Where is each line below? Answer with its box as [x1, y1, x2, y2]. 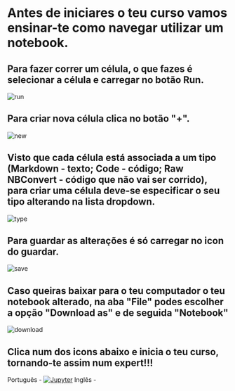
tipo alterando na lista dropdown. [7, 195, 156, 208]
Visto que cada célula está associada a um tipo [7, 152, 217, 164]
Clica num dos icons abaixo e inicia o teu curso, [7, 346, 219, 358]
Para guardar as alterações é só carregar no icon [7, 235, 224, 247]
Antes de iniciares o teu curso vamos [7, 5, 228, 21]
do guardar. [7, 246, 60, 258]
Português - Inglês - [7, 376, 97, 384]
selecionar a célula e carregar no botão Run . [7, 74, 205, 86]
